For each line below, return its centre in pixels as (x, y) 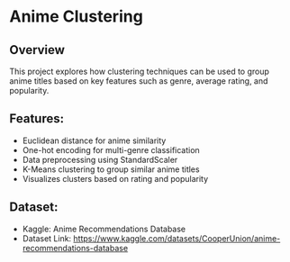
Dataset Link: (47, 238)
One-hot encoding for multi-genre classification (111, 149)
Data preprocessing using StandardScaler (100, 159)
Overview (37, 50)
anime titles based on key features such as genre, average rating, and (139, 81)
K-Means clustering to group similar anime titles (111, 169)
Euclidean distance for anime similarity (94, 140)
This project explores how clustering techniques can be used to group (140, 71)
